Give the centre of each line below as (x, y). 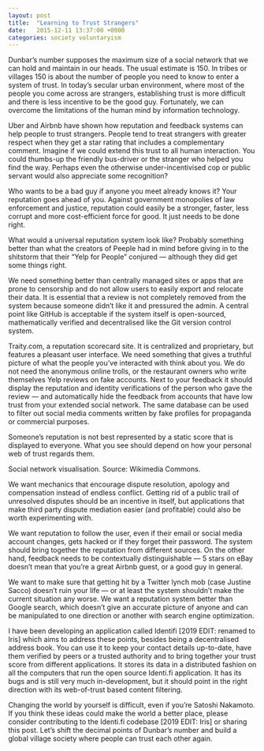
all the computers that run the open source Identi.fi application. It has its (125, 673)
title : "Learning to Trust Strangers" (74, 23)
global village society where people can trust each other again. (110, 738)
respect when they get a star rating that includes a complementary (116, 142)
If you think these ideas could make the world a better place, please (118, 713)
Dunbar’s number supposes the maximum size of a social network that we (128, 60)
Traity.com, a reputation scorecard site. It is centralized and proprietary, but (131, 346)
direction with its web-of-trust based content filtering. (95, 690)
